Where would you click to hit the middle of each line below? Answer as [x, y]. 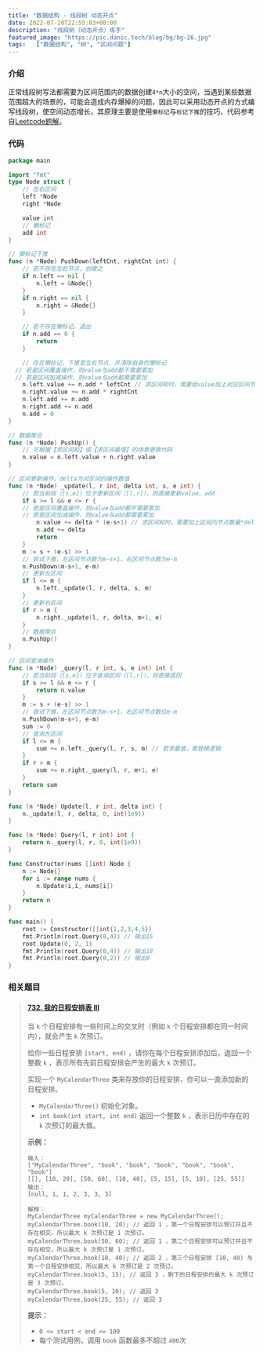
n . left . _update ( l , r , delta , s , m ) [94, 588]
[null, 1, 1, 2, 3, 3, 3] [69, 1194]
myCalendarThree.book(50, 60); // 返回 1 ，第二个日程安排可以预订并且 [137, 1241]
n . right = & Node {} [66, 305]
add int [34, 232]
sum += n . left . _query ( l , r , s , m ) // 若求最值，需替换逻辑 [129, 748]
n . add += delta [61, 530]
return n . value [61, 690]
